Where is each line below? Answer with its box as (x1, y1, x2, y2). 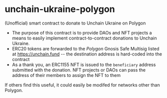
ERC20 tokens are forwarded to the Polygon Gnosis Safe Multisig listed (12, 45, 159, 51)
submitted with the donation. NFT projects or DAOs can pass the (12, 66, 146, 73)
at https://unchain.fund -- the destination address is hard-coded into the (12, 51, 162, 57)
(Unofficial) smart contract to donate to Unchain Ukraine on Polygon (5, 20, 146, 26)
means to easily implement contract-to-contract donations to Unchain (12, 35, 157, 41)
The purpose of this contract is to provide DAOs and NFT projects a (12, 29, 152, 35)
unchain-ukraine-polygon (5, 3, 115, 15)
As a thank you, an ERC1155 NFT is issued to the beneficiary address (12, 61, 156, 67)
